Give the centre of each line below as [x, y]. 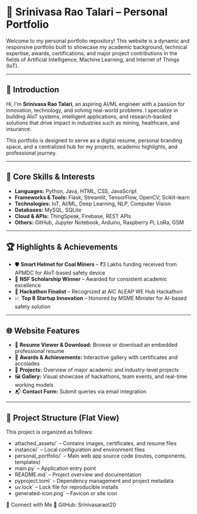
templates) [28, 462]
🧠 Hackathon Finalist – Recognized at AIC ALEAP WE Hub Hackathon [98, 292]
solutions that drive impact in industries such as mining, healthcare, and [93, 122]
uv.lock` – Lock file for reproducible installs [66, 487]
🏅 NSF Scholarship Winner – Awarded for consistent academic [91, 279]
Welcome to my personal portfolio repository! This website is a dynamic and [98, 41]
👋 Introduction [33, 90]
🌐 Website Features [43, 331]
